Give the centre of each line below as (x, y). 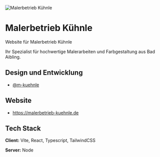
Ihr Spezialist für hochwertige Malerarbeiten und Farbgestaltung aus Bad (80, 51)
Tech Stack (23, 128)
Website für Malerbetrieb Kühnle (39, 42)
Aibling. (13, 57)
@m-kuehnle (26, 85)
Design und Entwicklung (44, 73)
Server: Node (19, 150)
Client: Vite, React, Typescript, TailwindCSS (50, 140)
